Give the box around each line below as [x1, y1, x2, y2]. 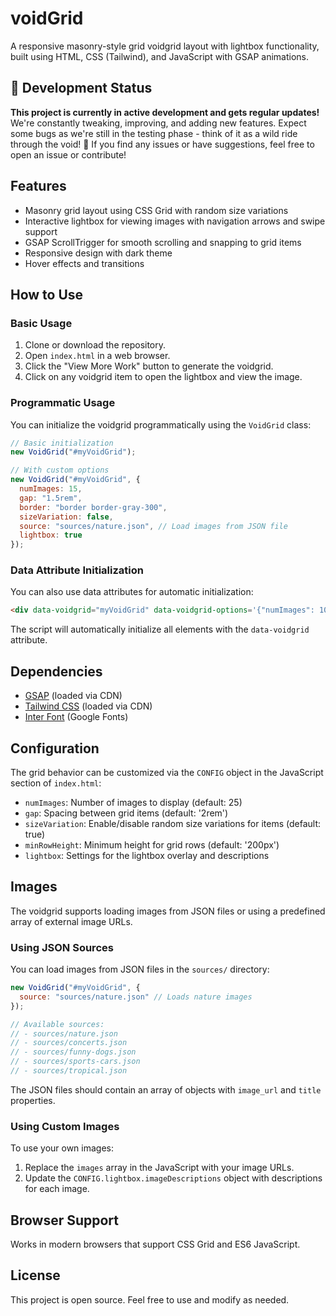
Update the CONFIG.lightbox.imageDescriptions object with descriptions [24, 1172, 323, 1184]
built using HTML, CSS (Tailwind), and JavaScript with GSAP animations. [10, 50, 309, 62]
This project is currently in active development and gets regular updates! [10, 106, 320, 118]
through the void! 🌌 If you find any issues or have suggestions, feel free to [10, 138, 315, 150]
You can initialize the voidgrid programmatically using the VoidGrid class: [10, 418, 312, 431]
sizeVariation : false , [19, 512, 114, 522]
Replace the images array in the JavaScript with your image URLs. [24, 1162, 295, 1174]
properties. [10, 1094, 56, 1106]
